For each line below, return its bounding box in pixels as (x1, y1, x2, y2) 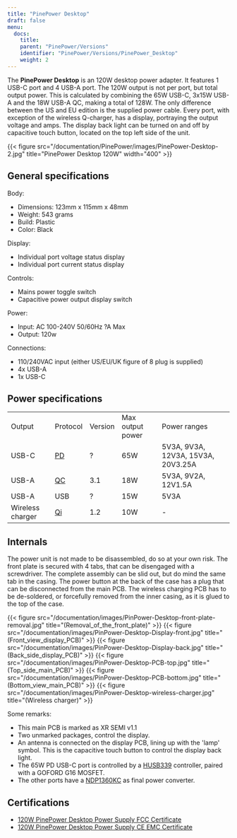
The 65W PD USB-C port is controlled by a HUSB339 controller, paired (17, 761, 224, 769)
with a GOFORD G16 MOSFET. (17, 769, 105, 777)
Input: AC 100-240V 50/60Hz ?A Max (17, 322, 126, 331)
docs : (13, 30, 30, 37)
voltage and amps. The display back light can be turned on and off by (7, 121, 209, 129)
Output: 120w (17, 330, 57, 338)
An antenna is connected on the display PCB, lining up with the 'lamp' (17, 738, 220, 747)
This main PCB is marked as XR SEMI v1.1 (17, 723, 138, 732)
